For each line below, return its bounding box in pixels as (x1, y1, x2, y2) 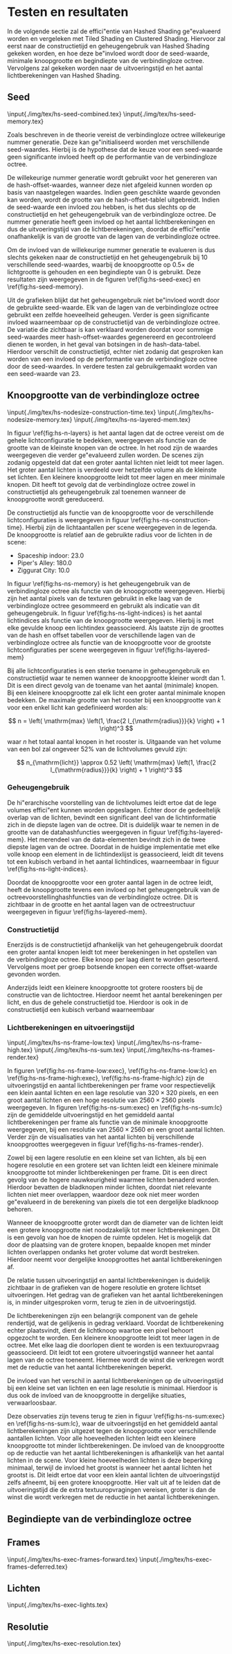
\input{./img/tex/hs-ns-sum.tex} (34, 1046, 126, 1054)
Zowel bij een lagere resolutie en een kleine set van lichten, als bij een (7, 1154, 206, 1162)
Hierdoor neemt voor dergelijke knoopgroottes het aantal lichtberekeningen (7, 1255, 222, 1264)
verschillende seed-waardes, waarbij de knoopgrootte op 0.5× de (7, 260, 195, 269)
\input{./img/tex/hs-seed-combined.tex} (7, 109, 122, 118)
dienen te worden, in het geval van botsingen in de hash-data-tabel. (7, 340, 201, 348)
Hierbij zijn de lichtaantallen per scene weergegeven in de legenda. (25, 523, 217, 531)
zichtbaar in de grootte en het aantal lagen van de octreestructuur (7, 900, 195, 908)
